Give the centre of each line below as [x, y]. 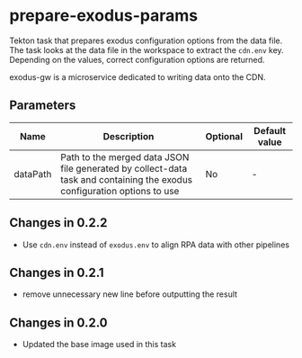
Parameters [43, 106]
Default [270, 130]
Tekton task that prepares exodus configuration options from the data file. [146, 40]
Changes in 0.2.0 [58, 322]
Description [129, 136]
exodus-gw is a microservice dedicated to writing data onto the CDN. [138, 76]
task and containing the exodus [126, 179]
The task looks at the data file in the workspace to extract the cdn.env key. [147, 49]
